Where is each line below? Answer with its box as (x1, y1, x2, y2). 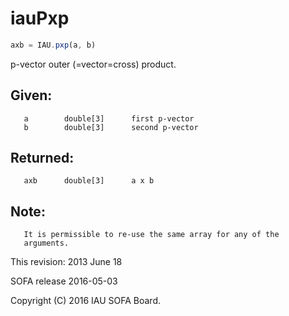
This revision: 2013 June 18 (10, 256, 123, 268)
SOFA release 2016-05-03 (10, 275, 118, 287)
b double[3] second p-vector (23, 122, 199, 132)
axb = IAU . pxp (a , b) (10, 40, 97, 50)
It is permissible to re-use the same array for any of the (23, 230, 280, 240)
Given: (10, 87, 53, 104)
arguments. (23, 238, 70, 249)
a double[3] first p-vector (23, 113, 195, 124)
